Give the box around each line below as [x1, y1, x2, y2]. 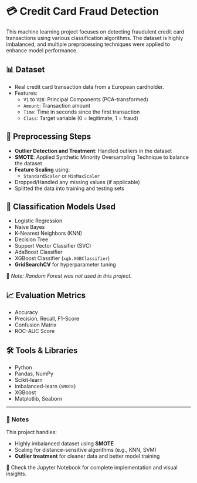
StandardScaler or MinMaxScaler [23, 172, 100, 179]
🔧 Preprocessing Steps [6, 132, 91, 142]
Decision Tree [14, 236, 49, 243]
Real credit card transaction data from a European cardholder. [14, 83, 164, 90]
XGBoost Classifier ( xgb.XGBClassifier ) [14, 255, 110, 262]
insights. [6, 470, 27, 477]
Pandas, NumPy [14, 370, 54, 377]
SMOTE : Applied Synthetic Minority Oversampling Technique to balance [14, 154, 189, 161]
